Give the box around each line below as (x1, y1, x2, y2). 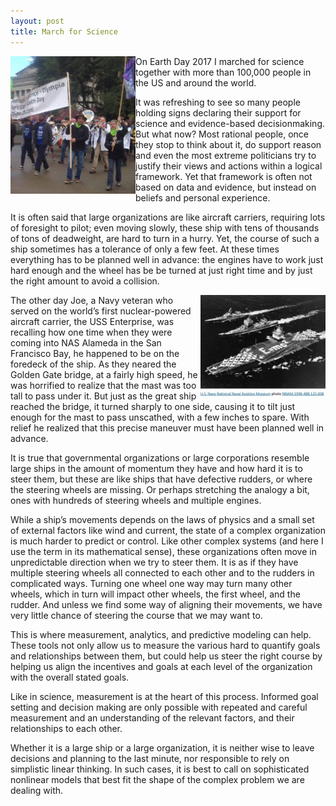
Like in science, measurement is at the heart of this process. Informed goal (10, 690, 319, 702)
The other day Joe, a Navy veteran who (10, 294, 174, 306)
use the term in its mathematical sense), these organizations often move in (10, 545, 317, 557)
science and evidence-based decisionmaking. (135, 117, 325, 129)
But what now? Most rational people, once (135, 128, 309, 140)
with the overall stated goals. (10, 671, 130, 683)
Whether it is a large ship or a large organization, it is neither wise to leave (10, 741, 315, 754)
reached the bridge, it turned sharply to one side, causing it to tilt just (10, 400, 296, 412)
